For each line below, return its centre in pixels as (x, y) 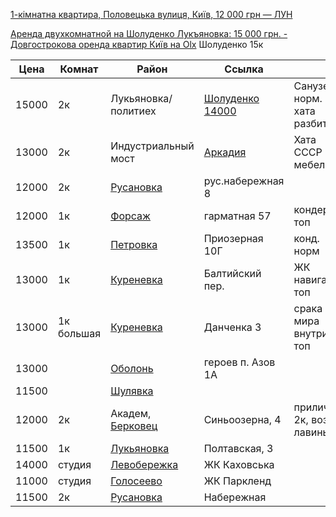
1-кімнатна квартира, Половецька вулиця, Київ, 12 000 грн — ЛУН (151, 14)
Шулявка (132, 391)
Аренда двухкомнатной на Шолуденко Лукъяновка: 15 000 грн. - (149, 33)
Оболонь (132, 368)
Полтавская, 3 (238, 448)
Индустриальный (152, 146)
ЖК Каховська (239, 464)
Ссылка (244, 69)
